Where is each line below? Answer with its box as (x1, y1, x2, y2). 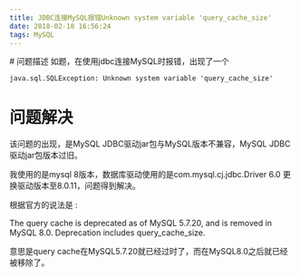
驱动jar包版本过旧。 (9, 150, 83, 161)
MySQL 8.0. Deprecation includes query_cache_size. (9, 227, 206, 238)
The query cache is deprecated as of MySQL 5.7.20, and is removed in (9, 218, 273, 229)
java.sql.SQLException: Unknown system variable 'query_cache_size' (9, 74, 274, 83)
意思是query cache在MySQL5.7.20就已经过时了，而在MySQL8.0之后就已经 (9, 246, 288, 257)
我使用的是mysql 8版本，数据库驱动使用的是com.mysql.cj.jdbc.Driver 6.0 (9, 169, 281, 180)
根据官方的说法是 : (9, 200, 78, 211)
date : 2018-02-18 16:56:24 (9, 22, 111, 31)
